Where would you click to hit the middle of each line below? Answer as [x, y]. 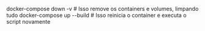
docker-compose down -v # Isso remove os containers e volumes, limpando [102, 9]
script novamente [28, 22]
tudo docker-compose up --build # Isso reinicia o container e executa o [96, 15]
